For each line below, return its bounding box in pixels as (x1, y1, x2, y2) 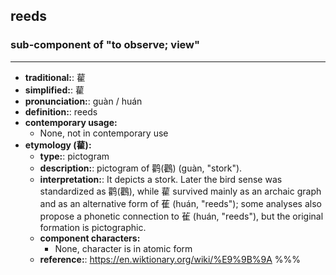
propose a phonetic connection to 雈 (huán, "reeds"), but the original (39, 210, 324, 222)
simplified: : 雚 (24, 84, 85, 96)
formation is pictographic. (39, 221, 147, 233)
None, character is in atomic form (54, 242, 193, 254)
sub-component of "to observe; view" (10, 38, 201, 52)
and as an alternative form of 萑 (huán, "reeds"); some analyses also (39, 197, 322, 209)
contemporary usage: (24, 116, 118, 128)
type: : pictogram (39, 150, 110, 162)
